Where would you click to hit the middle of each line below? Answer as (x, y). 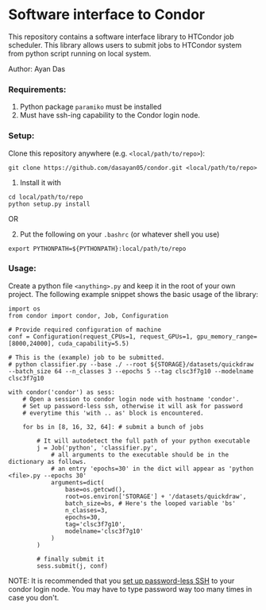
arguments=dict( (77, 482)
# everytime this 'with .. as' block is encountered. (113, 413)
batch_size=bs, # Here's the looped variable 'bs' (150, 503)
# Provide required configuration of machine (85, 330)
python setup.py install (49, 204)
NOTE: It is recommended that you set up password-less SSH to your (121, 581)
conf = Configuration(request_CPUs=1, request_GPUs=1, (101, 336)
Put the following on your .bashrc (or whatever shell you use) (120, 234)
